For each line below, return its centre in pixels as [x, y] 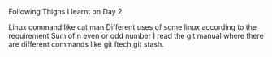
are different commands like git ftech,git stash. [86, 44]
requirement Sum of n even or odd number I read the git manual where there [136, 36]
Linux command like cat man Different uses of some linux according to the [133, 27]
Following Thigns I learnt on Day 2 [65, 12]
